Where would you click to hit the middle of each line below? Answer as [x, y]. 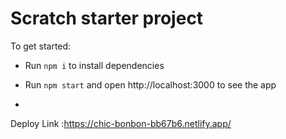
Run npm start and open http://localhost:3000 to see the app [150, 84]
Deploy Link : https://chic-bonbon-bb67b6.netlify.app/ [121, 123]
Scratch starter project [107, 18]
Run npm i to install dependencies [94, 65]
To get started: [41, 46]
